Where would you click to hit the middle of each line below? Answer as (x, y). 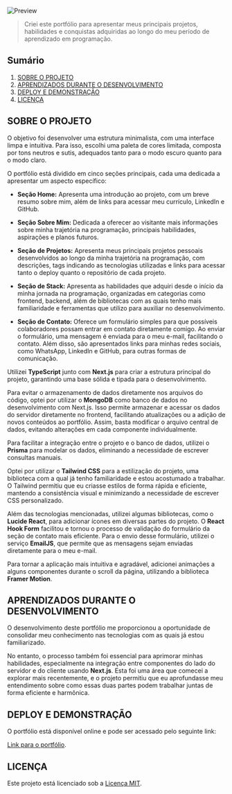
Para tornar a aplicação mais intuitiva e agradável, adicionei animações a (111, 564)
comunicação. (37, 358)
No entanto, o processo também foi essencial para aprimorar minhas (105, 656)
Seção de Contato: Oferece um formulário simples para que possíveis (117, 321)
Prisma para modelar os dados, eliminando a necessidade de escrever (108, 450)
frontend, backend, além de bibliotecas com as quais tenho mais (109, 301)
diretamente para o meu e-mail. (52, 550)
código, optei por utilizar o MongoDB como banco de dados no (97, 400)
